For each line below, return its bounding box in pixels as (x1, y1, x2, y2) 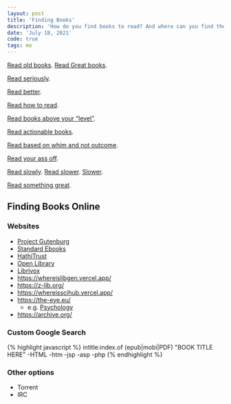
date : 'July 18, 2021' (7, 29, 72, 36)
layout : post (7, 10, 45, 17)
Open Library (16, 259, 55, 267)
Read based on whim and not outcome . (7, 141, 118, 149)
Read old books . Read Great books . (7, 61, 108, 69)
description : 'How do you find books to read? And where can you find (7, 23, 214, 30)
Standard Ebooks (16, 244, 67, 253)
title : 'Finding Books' (7, 17, 76, 23)
